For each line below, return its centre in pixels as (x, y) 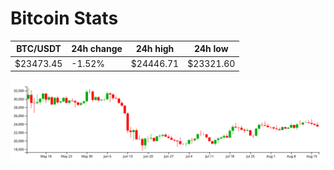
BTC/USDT (39, 49)
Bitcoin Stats (64, 18)
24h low (211, 49)
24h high (155, 49)
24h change (97, 49)
